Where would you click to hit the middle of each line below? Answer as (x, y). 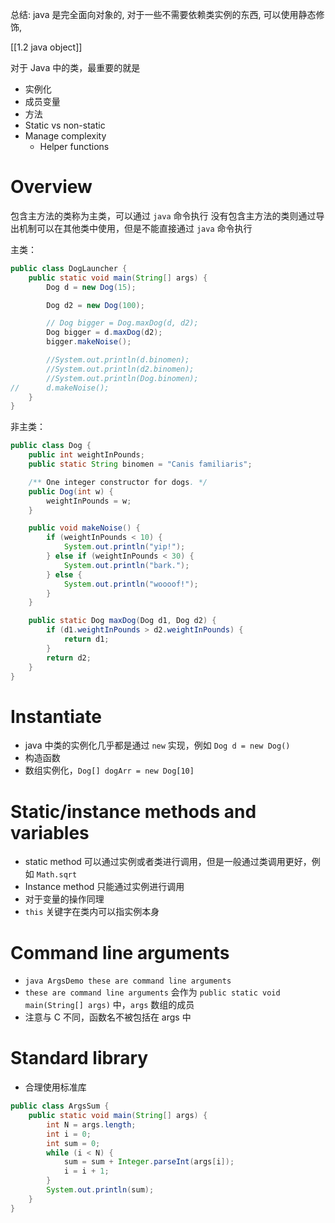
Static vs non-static (65, 125)
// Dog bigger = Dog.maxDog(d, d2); (122, 323)
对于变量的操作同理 (64, 899)
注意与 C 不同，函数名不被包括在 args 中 (108, 1017)
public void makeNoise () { (84, 528)
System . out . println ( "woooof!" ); (131, 584)
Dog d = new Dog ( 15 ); (91, 287)
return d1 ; (86, 639)
